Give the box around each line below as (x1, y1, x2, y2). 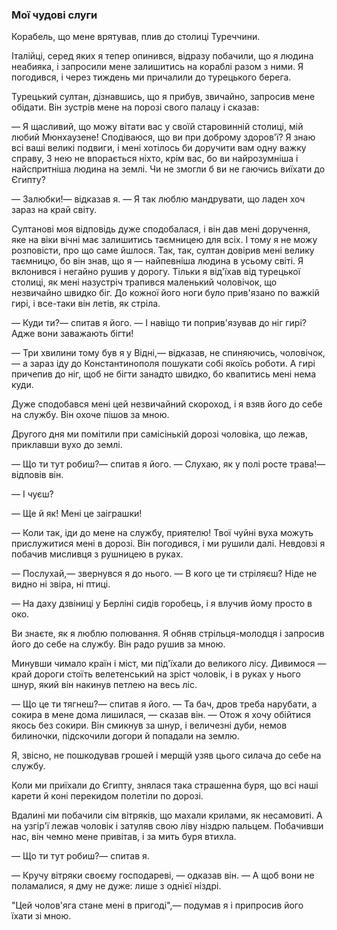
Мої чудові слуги (11, 8, 98, 22)
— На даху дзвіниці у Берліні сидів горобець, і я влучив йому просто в (11, 598, 313, 610)
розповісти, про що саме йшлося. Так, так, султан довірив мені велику (11, 244, 315, 257)
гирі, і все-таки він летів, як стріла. (11, 298, 161, 310)
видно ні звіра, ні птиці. (11, 578, 111, 590)
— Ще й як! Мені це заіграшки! (11, 508, 143, 520)
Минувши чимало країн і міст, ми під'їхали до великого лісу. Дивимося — (11, 658, 327, 670)
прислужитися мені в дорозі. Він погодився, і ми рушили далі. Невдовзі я (11, 538, 326, 550)
